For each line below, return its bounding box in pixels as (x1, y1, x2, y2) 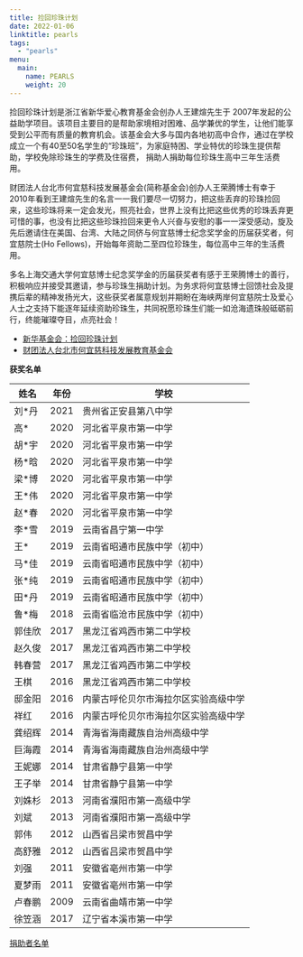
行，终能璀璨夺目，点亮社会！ (9, 313, 120, 325)
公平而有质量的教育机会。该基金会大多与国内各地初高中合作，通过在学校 (24, 128, 294, 140)
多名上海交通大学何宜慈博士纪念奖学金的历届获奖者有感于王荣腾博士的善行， (9, 268, 294, 280)
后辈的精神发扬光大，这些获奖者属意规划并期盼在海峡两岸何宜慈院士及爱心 (16, 291, 294, 302)
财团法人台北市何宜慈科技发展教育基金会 (22, 344, 173, 355)
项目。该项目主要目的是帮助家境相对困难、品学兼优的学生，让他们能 (32, 117, 286, 128)
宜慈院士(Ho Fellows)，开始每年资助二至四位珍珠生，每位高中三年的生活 (9, 238, 278, 249)
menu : (9, 55, 30, 64)
